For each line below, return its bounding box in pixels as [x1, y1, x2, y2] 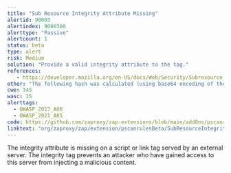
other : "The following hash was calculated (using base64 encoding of [7, 80, 214, 87]
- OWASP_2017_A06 [13, 106, 63, 113]
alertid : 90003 [7, 16, 51, 23]
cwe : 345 [7, 86, 32, 93]
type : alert [7, 49, 41, 56]
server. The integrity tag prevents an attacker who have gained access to [7, 151, 214, 159]
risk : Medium [7, 55, 45, 62]
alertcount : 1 [7, 36, 48, 43]
